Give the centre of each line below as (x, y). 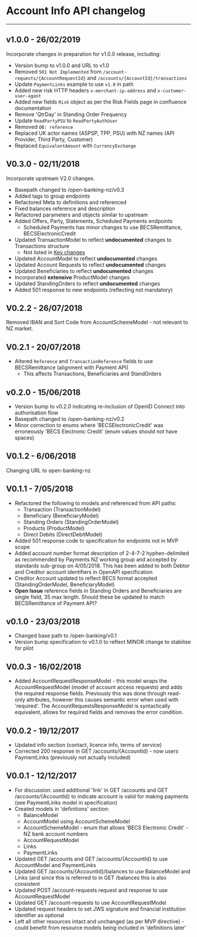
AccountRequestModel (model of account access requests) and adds (98, 687)
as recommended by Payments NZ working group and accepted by (96, 559)
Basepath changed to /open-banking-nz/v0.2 (69, 419)
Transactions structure (42, 246)
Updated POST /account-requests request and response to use (91, 890)
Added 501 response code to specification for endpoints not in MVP (96, 540)
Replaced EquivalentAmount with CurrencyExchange (75, 145)
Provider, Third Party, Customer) (54, 139)
